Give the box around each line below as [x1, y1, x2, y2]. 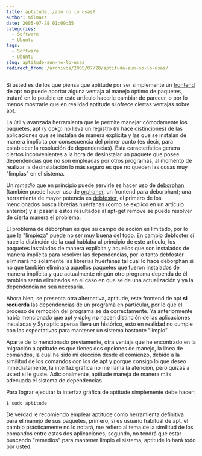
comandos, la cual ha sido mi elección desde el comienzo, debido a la [6, 351, 180, 359]
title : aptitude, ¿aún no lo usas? [6, 8, 96, 15]
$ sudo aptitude [6, 401, 47, 407]
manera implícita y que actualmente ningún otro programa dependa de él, [6, 270, 189, 277]
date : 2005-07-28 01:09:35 [6, 20, 74, 26]
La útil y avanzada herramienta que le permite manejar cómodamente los [6, 119, 188, 126]
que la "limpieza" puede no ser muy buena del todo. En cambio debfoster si [6, 232, 194, 239]
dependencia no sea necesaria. [6, 283, 84, 290]
